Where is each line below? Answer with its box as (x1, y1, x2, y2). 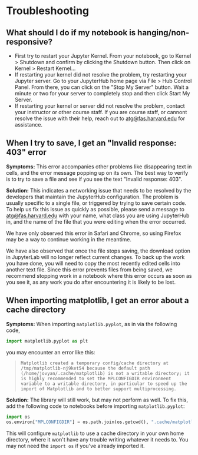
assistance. (14, 121, 43, 128)
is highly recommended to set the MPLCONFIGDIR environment (20, 376, 171, 381)
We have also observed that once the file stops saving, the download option (6, 247, 190, 254)
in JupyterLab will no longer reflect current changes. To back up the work (6, 253, 185, 260)
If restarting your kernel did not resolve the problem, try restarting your (14, 71, 187, 78)
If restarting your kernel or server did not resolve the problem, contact (14, 102, 185, 109)
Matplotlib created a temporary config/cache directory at (20, 360, 169, 366)
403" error (6, 147, 47, 157)
